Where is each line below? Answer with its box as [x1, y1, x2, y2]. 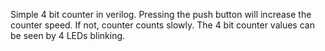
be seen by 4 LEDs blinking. [10, 30, 126, 41]
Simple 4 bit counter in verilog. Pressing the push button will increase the [10, 9, 312, 20]
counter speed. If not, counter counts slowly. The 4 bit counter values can [10, 19, 315, 31]
